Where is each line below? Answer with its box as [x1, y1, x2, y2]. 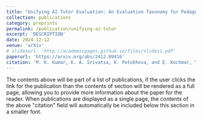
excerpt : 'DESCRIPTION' [6, 31, 66, 37]
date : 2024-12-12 [6, 37, 50, 43]
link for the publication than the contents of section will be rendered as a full [6, 82, 195, 89]
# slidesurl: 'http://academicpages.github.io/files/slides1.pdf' [6, 48, 176, 54]
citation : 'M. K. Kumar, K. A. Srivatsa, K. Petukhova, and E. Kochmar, [6, 59, 192, 65]
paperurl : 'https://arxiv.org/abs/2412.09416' [6, 54, 125, 60]
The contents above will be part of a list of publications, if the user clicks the [6, 76, 195, 83]
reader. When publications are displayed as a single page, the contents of [6, 95, 189, 103]
